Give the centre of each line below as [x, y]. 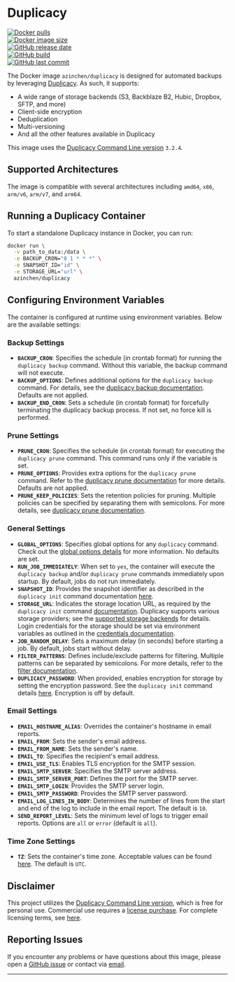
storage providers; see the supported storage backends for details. [114, 618]
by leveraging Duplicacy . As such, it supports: [73, 83]
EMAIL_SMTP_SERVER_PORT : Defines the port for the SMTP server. [107, 778]
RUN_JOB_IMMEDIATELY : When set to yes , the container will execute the [116, 566]
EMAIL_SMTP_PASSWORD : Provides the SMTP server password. [102, 793]
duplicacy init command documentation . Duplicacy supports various [118, 611]
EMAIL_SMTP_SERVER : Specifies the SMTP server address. [98, 771]
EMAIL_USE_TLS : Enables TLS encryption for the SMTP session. [106, 763]
